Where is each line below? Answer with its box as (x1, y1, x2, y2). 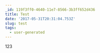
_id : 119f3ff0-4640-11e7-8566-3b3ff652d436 (5, 7, 96, 12)
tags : (5, 26, 16, 30)
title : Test (5, 12, 29, 17)
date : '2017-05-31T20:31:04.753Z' (5, 16, 76, 21)
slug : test (5, 21, 27, 26)
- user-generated (9, 30, 45, 35)
